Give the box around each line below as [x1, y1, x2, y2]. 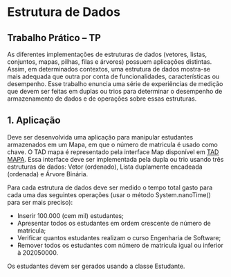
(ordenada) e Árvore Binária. [7, 169, 89, 178]
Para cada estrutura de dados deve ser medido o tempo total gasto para [7, 183, 213, 192]
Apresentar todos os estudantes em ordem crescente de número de [17, 219, 211, 227]
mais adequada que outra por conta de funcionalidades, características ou [7, 72, 220, 81]
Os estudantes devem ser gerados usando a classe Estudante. [7, 262, 185, 270]
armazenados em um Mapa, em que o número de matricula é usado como [7, 140, 218, 149]
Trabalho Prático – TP [7, 32, 102, 44]
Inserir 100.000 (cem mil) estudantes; [17, 211, 124, 219]
